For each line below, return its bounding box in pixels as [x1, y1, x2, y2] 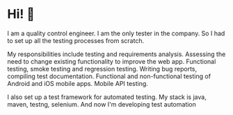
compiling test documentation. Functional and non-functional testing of [7, 72, 211, 80]
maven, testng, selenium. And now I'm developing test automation [7, 100, 197, 108]
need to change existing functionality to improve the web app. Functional [7, 57, 216, 65]
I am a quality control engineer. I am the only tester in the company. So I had [7, 29, 225, 37]
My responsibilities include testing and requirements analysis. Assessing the [7, 50, 226, 58]
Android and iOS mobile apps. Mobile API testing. [7, 79, 148, 87]
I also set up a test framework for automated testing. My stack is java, [7, 93, 207, 101]
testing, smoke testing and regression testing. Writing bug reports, [7, 64, 198, 73]
